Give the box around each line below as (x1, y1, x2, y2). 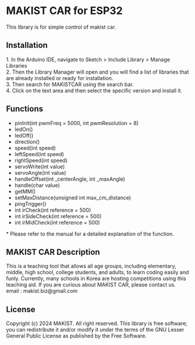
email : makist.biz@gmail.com (6, 288, 78, 295)
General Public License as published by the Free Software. (6, 332, 147, 340)
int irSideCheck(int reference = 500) (14, 212, 102, 220)
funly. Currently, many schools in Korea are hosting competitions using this (6, 275, 186, 282)
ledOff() (14, 132, 34, 139)
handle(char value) (14, 181, 60, 188)
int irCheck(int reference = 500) (14, 206, 92, 213)
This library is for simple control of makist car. (6, 23, 117, 30)
